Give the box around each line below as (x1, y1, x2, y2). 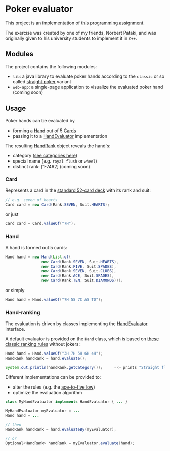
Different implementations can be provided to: (5, 374, 101, 380)
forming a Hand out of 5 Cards (12, 127, 76, 134)
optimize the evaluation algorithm (12, 389, 82, 395)
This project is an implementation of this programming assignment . (5, 20, 145, 26)
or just (5, 211, 19, 217)
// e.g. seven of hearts (5, 197, 58, 202)
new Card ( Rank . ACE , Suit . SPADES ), (41, 273, 114, 278)
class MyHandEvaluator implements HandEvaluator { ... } (5, 399, 128, 404)
